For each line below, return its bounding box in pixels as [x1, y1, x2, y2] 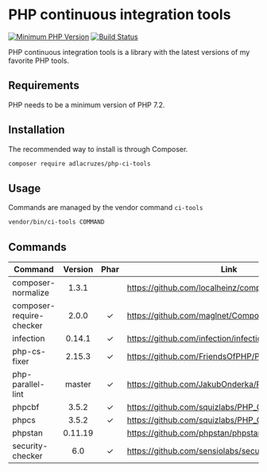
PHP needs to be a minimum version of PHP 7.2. [8, 99, 165, 109]
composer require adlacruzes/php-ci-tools [8, 159, 151, 168]
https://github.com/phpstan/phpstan [126, 427, 263, 439]
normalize [12, 287, 49, 298]
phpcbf [12, 401, 40, 412]
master [64, 378, 91, 389]
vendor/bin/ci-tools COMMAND [8, 218, 105, 226]
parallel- [12, 378, 45, 389]
